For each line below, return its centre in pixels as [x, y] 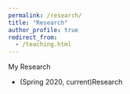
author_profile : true [43, 30]
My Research [29, 67]
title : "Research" [38, 23]
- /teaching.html [43, 45]
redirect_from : [33, 37]
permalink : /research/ [45, 15]
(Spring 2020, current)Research [71, 82]
